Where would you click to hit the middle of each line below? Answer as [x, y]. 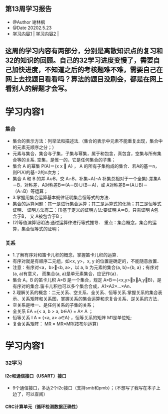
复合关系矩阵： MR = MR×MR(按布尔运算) [55, 324]
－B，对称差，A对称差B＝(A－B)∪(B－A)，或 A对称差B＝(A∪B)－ [80, 185]
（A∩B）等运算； [30, 191]
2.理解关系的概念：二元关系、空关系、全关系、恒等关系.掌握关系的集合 [85, 292]
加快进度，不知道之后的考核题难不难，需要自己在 [87, 70]
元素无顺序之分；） [36, 147]
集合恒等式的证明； [41, 229]
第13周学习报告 [28, 9]
